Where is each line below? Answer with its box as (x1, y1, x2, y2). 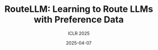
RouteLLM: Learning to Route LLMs (4, 3, 153, 15)
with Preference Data (34, 14, 124, 25)
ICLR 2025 (68, 30, 90, 36)
